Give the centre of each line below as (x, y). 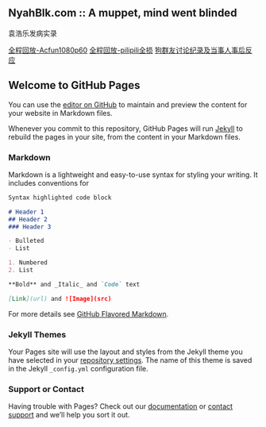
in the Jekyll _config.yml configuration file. (78, 368)
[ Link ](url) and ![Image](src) (60, 298)
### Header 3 (30, 227)
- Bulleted (26, 241)
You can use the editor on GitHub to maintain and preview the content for (128, 104)
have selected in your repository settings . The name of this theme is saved (130, 360)
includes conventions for (49, 183)
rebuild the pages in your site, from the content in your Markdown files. (124, 137)
